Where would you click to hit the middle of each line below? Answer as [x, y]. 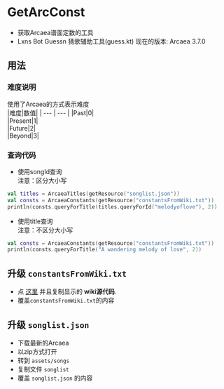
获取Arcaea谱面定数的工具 [55, 32]
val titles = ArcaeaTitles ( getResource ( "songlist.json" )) [93, 194]
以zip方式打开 [37, 351]
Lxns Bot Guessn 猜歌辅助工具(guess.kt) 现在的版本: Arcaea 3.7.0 [111, 41]
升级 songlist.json [48, 325]
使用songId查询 [40, 171]
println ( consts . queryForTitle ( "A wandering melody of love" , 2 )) [104, 250]
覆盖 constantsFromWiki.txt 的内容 [66, 301]
